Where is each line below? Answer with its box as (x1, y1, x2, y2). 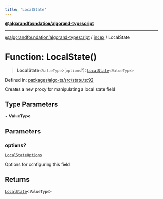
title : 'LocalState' (5, 7, 47, 12)
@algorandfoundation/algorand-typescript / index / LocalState (5, 34, 130, 40)
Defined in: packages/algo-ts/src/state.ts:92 (5, 77, 94, 83)
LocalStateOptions (5, 153, 42, 158)
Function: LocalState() (5, 51, 97, 62)
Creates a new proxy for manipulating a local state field (5, 86, 115, 92)
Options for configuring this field (5, 161, 70, 167)
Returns (5, 175, 30, 183)
